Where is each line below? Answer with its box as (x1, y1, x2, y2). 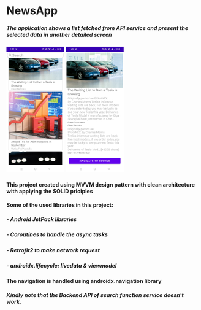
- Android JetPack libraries (6, 215, 77, 223)
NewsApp (6, 4, 58, 18)
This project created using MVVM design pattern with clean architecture (6, 180, 195, 188)
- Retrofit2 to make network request (6, 246, 100, 254)
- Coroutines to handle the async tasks (6, 231, 108, 238)
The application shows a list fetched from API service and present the (6, 24, 189, 31)
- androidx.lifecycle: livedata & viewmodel (6, 262, 117, 269)
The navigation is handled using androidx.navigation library (6, 277, 162, 285)
